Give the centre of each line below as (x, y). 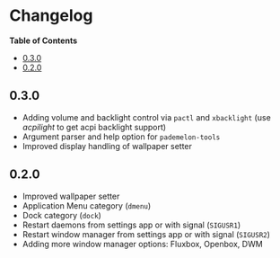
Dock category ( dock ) (61, 215)
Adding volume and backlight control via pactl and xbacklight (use (146, 117)
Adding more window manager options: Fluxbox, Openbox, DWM (142, 244)
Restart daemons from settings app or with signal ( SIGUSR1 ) (131, 225)
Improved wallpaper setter (71, 196)
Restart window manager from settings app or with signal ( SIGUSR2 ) (146, 234)
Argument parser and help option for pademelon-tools (121, 137)
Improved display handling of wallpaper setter (107, 146)
